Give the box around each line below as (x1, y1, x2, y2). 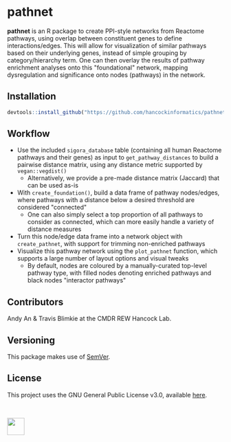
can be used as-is (27, 181, 79, 190)
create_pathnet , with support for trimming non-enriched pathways (16, 240, 206, 248)
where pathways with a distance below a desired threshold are (16, 196, 195, 204)
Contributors (7, 296, 64, 308)
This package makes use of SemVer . (7, 353, 111, 361)
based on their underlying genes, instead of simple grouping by (7, 49, 187, 57)
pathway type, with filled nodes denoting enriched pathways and (27, 269, 212, 277)
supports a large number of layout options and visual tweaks (16, 254, 189, 263)
